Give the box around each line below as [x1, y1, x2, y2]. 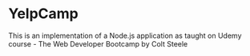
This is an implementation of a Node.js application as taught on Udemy [8, 31, 242, 40]
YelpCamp [8, 5, 79, 23]
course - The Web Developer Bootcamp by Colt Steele [8, 39, 188, 48]
